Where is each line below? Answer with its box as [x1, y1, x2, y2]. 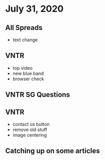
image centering [12, 132, 47, 138]
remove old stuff [12, 126, 47, 133]
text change [12, 37, 38, 43]
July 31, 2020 [5, 3, 64, 15]
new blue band [12, 70, 44, 76]
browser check [12, 76, 44, 82]
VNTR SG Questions [5, 90, 70, 99]
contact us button [12, 121, 50, 127]
